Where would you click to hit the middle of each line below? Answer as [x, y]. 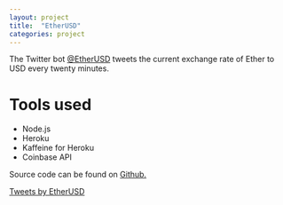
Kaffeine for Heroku [58, 148]
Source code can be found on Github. [78, 175]
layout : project [39, 17]
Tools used [51, 104]
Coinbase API [47, 157]
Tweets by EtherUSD [47, 192]
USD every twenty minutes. [59, 68]
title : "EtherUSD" [45, 26]
